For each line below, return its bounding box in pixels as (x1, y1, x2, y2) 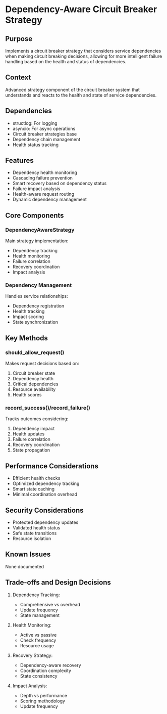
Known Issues (5, 550, 51, 559)
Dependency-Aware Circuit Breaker (5, 4, 157, 15)
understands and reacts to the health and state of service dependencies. (5, 92, 157, 98)
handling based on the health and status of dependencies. (5, 59, 127, 64)
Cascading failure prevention (12, 175, 73, 181)
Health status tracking (12, 142, 59, 148)
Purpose (5, 34, 33, 43)
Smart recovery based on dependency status (12, 181, 107, 187)
